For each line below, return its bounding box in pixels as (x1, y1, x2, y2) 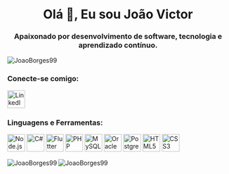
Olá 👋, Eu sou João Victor (43, 6, 193, 23)
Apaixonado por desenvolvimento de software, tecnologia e (13, 32, 223, 42)
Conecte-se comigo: (7, 74, 79, 84)
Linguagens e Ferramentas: (7, 118, 103, 128)
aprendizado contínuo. (78, 40, 158, 50)
